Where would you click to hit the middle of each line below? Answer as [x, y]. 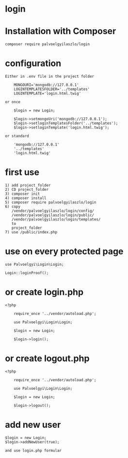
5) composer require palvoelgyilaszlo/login [51, 202]
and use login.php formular [33, 450]
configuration [33, 64]
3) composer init [23, 194]
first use [22, 173]
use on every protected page [64, 251]
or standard [17, 136]
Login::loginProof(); [27, 273]
